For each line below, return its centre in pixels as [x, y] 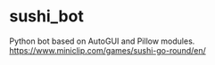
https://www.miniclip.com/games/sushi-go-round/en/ [108, 50]
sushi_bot [47, 16]
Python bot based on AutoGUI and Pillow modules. [102, 41]
